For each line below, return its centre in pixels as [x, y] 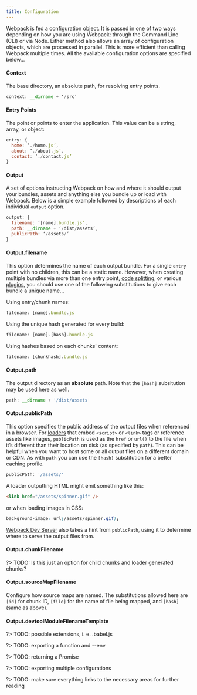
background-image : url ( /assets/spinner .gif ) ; [62, 518]
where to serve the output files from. [50, 536]
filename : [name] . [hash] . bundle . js [50, 335]
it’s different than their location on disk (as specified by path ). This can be [95, 445]
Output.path [21, 370]
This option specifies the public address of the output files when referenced [98, 426]
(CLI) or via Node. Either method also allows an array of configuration [90, 41]
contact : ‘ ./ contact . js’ [42, 156]
